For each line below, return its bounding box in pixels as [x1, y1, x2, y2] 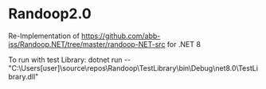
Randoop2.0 [8, 5, 92, 23]
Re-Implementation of [8, 31, 80, 41]
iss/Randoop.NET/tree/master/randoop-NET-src [8, 39, 166, 48]
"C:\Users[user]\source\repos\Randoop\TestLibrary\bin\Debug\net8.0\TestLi [8, 63, 259, 72]
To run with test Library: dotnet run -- [8, 55, 131, 64]
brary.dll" [8, 72, 39, 81]
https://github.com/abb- [80, 31, 161, 41]
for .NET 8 [166, 39, 201, 48]
